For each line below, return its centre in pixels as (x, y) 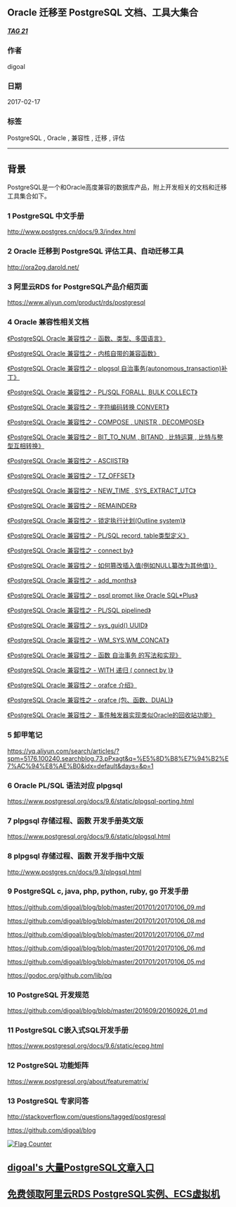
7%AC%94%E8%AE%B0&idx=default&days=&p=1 (80, 766)
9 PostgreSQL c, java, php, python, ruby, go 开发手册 (98, 891)
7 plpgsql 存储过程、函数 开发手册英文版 (76, 821)
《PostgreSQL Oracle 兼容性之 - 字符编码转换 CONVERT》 (88, 407)
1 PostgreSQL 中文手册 (46, 216)
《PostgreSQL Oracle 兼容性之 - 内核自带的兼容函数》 (84, 353)
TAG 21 (18, 31)
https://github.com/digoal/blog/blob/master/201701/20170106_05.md (106, 961)
